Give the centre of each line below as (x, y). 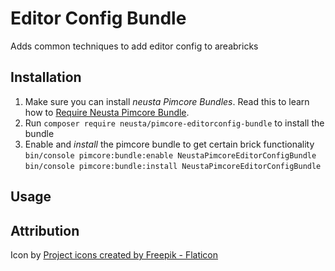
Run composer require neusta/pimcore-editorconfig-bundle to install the (174, 123)
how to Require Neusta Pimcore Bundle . (107, 112)
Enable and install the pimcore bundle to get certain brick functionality (169, 144)
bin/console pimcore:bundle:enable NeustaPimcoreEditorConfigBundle (170, 155)
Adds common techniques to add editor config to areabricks (134, 46)
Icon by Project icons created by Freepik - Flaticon (114, 254)
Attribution (45, 230)
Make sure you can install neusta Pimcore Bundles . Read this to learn (167, 101)
